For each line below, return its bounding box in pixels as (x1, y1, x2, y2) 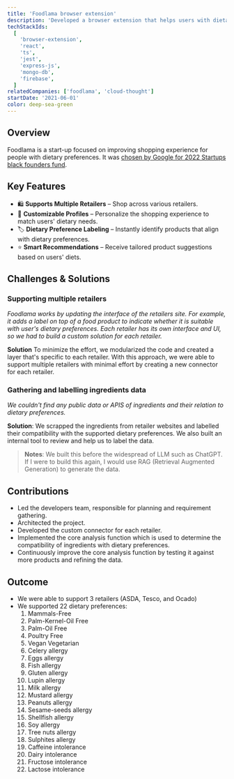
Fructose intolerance (27, 758, 87, 766)
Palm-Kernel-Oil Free (27, 617, 88, 625)
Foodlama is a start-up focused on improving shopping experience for (7, 145, 208, 154)
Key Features (7, 181, 66, 193)
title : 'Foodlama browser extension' (7, 10, 117, 17)
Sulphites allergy (27, 736, 76, 744)
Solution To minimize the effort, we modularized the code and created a (7, 346, 214, 354)
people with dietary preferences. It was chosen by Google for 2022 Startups (7, 153, 226, 161)
